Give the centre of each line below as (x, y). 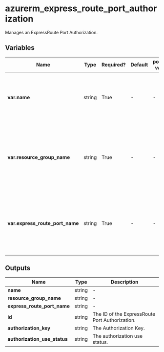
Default (139, 65)
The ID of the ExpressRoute (124, 314)
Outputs (18, 268)
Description (124, 282)
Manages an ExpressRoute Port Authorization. (51, 32)
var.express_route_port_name (43, 223)
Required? (114, 65)
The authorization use (118, 336)
